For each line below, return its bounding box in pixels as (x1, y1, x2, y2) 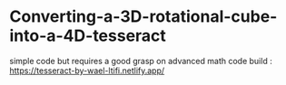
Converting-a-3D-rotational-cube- (9, 6, 278, 27)
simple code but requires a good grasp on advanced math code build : (9, 55, 272, 66)
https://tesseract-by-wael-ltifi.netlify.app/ (9, 65, 165, 76)
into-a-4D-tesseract (9, 25, 166, 46)
